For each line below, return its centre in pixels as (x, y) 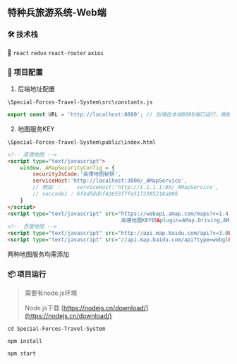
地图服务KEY (36, 128)
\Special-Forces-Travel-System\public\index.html (82, 142)
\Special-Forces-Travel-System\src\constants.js (80, 102)
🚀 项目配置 (25, 72)
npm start (22, 354)
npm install (25, 341)
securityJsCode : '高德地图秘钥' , (77, 174)
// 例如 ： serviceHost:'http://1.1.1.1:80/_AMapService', (126, 188)
